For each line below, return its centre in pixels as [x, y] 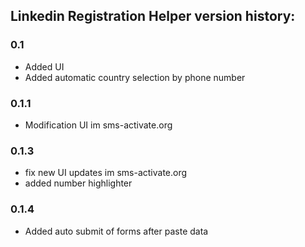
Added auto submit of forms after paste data [116, 231]
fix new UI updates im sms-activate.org [106, 173]
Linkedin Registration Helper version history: [153, 16]
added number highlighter [78, 183]
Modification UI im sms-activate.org [98, 125]
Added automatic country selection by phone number [135, 77]
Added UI [44, 66]
